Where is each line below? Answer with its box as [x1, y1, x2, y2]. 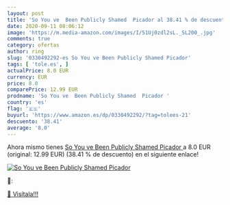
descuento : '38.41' [7, 118, 63, 125]
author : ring [7, 49, 44, 55]
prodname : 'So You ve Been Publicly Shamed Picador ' [7, 93, 170, 100]
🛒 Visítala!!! [7, 190, 39, 198]
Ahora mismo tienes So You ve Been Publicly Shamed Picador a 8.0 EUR [7, 143, 211, 151]
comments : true [7, 36, 51, 42]
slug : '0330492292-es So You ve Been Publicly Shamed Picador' [7, 55, 192, 61]
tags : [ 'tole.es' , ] [7, 61, 69, 68]
